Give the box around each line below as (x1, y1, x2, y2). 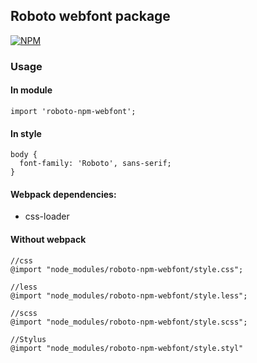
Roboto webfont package (10, 8, 171, 25)
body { (10, 150, 38, 160)
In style (10, 127, 42, 139)
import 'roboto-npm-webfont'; (10, 106, 137, 116)
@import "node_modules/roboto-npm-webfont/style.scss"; (10, 317, 248, 327)
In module (10, 84, 53, 96)
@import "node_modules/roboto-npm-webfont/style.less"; (10, 290, 248, 301)
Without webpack (10, 233, 87, 245)
